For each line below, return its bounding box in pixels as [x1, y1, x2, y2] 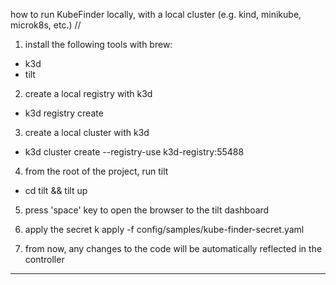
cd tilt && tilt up [24, 185, 88, 196]
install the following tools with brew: [24, 39, 173, 50]
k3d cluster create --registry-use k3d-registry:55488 [24, 146, 245, 158]
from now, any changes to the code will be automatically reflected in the [24, 243, 323, 254]
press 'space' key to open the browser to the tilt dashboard [24, 204, 270, 216]
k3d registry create [24, 107, 104, 119]
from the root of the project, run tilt [24, 165, 169, 177]
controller [24, 254, 65, 265]
